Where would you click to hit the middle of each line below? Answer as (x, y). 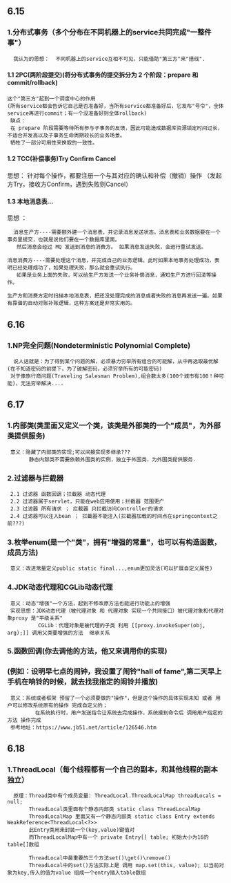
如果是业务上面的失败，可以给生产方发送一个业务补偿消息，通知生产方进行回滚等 (114, 275)
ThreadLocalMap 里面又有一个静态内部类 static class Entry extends (122, 817)
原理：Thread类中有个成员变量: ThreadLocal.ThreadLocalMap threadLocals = (117, 796)
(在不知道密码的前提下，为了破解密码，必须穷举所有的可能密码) (85, 369)
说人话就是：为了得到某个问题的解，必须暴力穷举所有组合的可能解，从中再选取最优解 (116, 361)
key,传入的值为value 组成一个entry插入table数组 (81, 873)
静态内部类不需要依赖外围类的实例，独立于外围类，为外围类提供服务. (112, 459)
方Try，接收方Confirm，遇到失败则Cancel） (70, 184)
